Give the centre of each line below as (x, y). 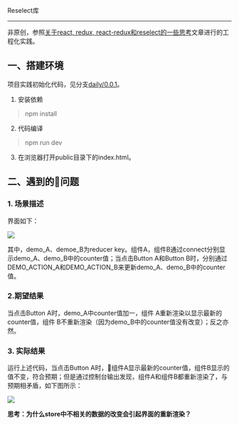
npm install (41, 113)
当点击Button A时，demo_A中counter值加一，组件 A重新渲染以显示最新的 (115, 313)
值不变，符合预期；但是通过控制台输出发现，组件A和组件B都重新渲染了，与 (117, 377)
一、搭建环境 (36, 66)
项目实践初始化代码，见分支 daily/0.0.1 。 (65, 84)
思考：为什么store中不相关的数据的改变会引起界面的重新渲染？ (100, 414)
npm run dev (43, 142)
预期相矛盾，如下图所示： (45, 386)
